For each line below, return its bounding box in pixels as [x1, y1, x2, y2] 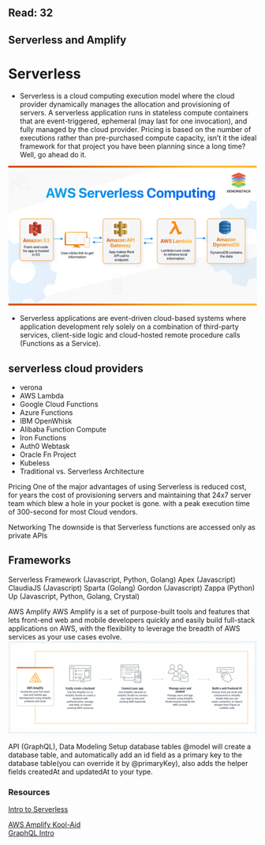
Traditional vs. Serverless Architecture [19, 466, 144, 477]
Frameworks [8, 553, 72, 568]
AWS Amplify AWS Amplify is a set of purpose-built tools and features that [8, 606, 250, 616]
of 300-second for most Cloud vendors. [8, 507, 138, 517]
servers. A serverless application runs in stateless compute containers [19, 108, 248, 117]
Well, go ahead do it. [19, 149, 87, 159]
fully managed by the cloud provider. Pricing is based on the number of [19, 124, 252, 134]
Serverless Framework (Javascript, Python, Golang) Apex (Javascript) [8, 575, 236, 584]
